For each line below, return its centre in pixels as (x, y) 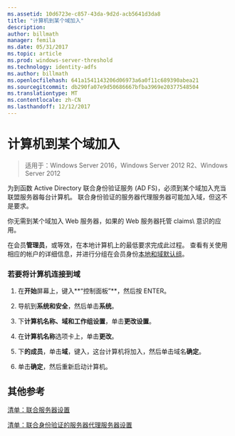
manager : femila (31, 41)
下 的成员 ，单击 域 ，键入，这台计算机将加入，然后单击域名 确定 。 (111, 352)
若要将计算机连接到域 (44, 274)
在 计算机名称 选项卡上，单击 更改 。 (68, 336)
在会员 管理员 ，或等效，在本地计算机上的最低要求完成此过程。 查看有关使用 (117, 245)
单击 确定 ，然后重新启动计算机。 (64, 367)
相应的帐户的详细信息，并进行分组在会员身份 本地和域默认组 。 (98, 254)
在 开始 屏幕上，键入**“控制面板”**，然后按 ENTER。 (94, 291)
